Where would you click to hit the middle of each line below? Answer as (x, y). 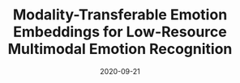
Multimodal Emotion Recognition (120, 49)
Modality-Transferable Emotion (120, 15)
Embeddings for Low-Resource (120, 32)
